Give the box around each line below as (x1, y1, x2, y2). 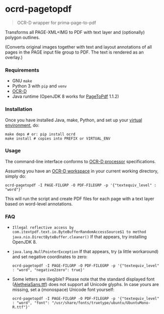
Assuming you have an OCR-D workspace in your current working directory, (5, 168, 159, 174)
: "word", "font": (12, 301, 50, 306)
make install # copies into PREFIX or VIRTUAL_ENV (5, 136, 111, 141)
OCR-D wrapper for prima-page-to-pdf (17, 20, 96, 26)
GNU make (12, 78, 32, 84)
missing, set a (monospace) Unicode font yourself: (12, 286, 115, 293)
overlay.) (5, 54, 23, 60)
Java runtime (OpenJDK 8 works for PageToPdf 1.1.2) (12, 93, 119, 99)
